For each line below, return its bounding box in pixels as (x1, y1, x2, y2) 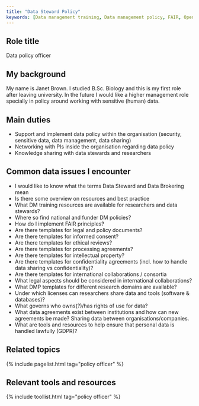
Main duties (6, 115, 51, 125)
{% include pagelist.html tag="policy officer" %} (6, 360, 124, 367)
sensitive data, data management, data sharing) (14, 137, 131, 144)
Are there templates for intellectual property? (14, 252, 125, 259)
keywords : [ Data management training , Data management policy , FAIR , (6, 14, 182, 20)
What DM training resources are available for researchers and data (14, 201, 178, 208)
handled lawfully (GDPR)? (14, 327, 78, 334)
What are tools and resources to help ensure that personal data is (14, 321, 175, 328)
